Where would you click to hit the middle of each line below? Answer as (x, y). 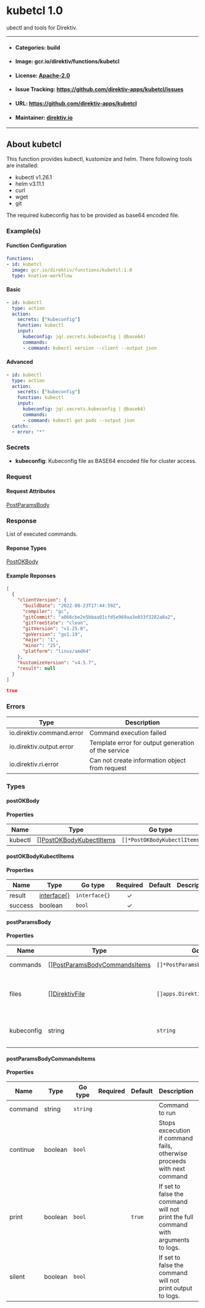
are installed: (23, 165)
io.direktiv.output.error (41, 746)
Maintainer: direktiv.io (44, 118)
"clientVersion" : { (42, 600)
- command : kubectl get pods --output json (79, 420)
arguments (174, 1240)
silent (17, 1277)
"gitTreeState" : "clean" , (55, 623)
